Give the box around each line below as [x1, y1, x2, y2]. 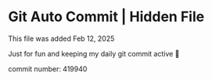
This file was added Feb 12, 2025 [8, 34, 115, 43]
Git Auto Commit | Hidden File [8, 8, 205, 26]
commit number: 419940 [8, 64, 88, 74]
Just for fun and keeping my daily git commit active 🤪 [8, 49, 180, 58]
